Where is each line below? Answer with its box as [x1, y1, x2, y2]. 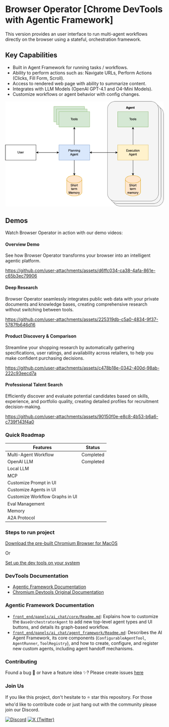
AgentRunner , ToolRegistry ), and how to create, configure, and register [12, 640, 158, 646]
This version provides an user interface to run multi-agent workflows [5, 31, 148, 37]
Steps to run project [5, 529, 55, 536]
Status [86, 444, 100, 450]
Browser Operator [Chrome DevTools [5, 4, 163, 15]
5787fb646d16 [5, 321, 36, 327]
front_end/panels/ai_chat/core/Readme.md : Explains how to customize [12, 613, 158, 619]
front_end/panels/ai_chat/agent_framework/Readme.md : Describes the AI [12, 629, 162, 635]
